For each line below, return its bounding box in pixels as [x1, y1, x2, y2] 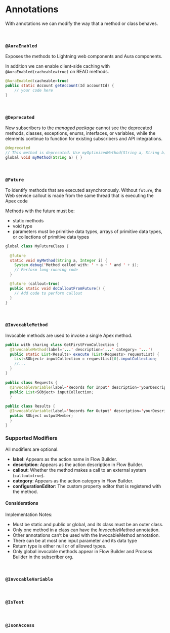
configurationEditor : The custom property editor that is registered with [12, 483, 161, 489]
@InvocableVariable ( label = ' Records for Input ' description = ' [10, 385, 142, 390]
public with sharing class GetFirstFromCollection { [5, 342, 119, 347]
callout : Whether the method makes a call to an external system [12, 467, 147, 473]
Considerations [5, 500, 39, 506]
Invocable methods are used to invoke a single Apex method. [5, 332, 133, 338]
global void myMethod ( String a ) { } [5, 155, 82, 160]
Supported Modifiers [5, 435, 58, 442]
